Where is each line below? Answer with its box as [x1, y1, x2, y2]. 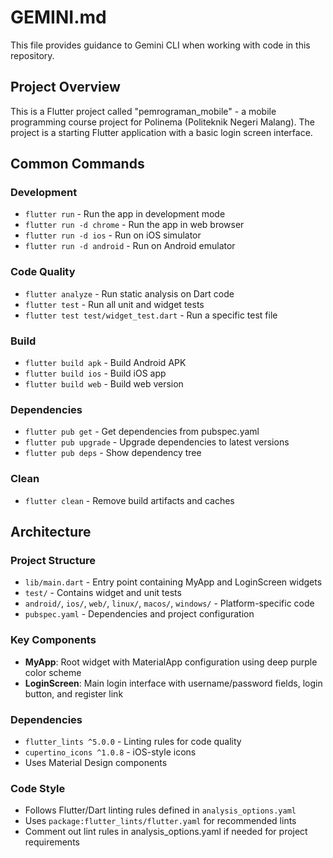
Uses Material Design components [24, 756, 168, 768]
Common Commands [10, 156, 145, 173]
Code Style [10, 781, 66, 795]
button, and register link [24, 687, 124, 700]
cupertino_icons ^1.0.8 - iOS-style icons [24, 746, 197, 758]
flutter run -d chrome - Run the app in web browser [24, 219, 245, 231]
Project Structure [10, 553, 96, 567]
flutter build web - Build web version [24, 378, 184, 390]
